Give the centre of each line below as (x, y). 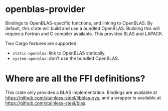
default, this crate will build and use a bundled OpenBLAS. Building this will (82, 28)
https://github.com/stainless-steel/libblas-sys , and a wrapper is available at (83, 97)
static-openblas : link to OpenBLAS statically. (59, 53)
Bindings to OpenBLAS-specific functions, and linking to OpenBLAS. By (79, 23)
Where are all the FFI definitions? (75, 79)
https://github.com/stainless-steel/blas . (46, 103)
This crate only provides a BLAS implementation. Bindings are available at (81, 92)
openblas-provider (45, 9)
